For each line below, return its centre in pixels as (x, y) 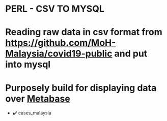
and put (131, 54)
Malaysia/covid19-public (59, 54)
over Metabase (38, 98)
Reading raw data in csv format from (84, 32)
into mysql (28, 65)
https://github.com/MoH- (61, 43)
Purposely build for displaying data (81, 88)
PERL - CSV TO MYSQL (55, 9)
